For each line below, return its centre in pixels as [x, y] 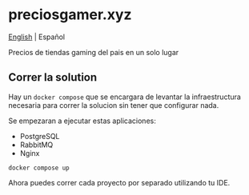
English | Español [37, 37]
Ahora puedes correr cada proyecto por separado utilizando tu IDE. [119, 182]
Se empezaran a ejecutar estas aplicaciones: [82, 121]
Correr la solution [53, 78]
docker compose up [39, 168]
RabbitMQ [36, 145]
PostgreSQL [40, 136]
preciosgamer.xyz [70, 15]
